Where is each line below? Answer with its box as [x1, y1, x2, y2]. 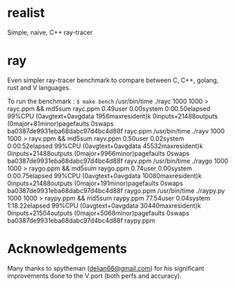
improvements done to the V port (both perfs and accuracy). [7, 272, 182, 280]
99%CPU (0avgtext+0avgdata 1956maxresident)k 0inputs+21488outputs [7, 112, 218, 120]
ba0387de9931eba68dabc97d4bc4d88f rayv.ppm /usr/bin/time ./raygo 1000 [7, 156, 229, 165]
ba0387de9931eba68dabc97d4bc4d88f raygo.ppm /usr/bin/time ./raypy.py [7, 186, 225, 194]
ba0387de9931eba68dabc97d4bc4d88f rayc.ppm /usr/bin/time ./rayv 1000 [7, 126, 225, 135]
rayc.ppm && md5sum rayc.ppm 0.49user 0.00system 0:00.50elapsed [7, 104, 210, 113]
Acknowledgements [7, 241, 128, 257]
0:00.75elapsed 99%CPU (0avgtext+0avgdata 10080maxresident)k [7, 171, 202, 180]
